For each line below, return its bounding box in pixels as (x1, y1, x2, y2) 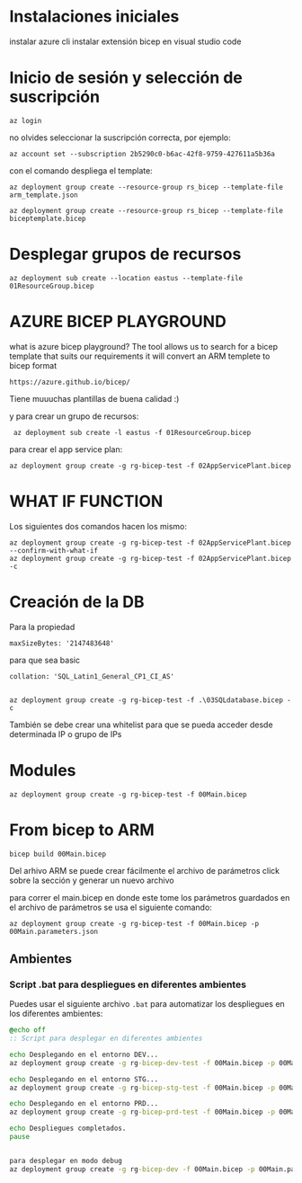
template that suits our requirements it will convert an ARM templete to (9, 351, 271, 361)
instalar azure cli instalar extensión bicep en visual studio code (9, 36, 242, 47)
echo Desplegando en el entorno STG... (9, 1074, 159, 1084)
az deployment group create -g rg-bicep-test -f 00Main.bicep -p (9, 919, 259, 928)
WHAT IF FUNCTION (9, 491, 164, 511)
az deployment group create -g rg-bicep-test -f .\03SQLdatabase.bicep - (9, 695, 292, 705)
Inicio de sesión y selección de (9, 67, 243, 88)
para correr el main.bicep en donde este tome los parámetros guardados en (9, 892, 290, 903)
